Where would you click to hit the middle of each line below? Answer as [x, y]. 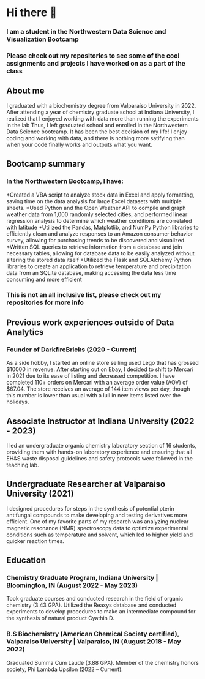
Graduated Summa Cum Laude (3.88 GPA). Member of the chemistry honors [102, 662]
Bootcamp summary [46, 164]
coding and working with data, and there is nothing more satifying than [95, 138]
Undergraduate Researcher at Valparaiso [86, 484]
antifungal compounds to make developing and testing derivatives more [97, 515]
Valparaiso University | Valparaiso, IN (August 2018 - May [94, 642]
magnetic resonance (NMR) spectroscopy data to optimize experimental [97, 528]
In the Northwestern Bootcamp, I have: [65, 181]
